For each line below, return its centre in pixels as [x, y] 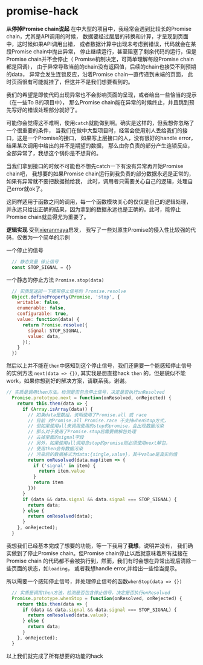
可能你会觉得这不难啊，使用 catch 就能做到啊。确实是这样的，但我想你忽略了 [100, 123]
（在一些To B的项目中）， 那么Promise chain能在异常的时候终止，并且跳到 [98, 102]
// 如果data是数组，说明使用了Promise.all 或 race [87, 415]
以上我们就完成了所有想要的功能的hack [55, 656]
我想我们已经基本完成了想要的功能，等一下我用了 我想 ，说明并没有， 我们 [97, 545]
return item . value [62, 471]
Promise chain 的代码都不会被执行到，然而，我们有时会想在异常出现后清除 [99, 561]
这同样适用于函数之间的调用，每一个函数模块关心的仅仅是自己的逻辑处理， [99, 201]
